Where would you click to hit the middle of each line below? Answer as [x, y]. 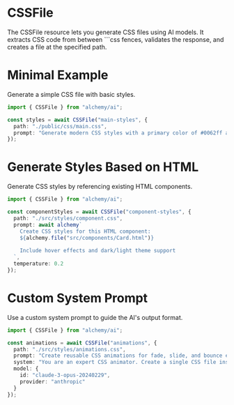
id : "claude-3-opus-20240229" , [65, 375]
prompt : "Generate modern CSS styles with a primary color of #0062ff [118, 133]
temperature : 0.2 [39, 264]
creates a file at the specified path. [57, 47]
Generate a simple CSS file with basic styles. [71, 94]
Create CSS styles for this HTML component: [85, 231]
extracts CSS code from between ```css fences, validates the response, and [116, 39]
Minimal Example [58, 75]
